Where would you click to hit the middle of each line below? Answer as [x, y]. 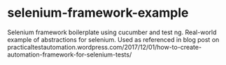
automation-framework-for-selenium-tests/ [70, 55]
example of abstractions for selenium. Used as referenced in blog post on [113, 39]
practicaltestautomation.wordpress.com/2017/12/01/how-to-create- [104, 47]
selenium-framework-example [98, 13]
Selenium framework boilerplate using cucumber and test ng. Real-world [112, 32]
